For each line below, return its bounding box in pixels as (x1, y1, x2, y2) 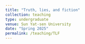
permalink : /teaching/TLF (5, 31, 60, 36)
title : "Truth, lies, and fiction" (5, 7, 80, 13)
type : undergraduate (5, 17, 49, 22)
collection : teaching (5, 12, 51, 17)
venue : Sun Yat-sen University (5, 21, 71, 27)
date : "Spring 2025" (5, 26, 49, 31)
